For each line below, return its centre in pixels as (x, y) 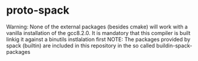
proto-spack (38, 10)
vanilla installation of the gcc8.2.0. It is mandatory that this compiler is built (98, 33)
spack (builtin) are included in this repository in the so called (81, 46)
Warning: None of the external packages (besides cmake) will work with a (97, 27)
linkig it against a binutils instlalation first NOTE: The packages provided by (98, 39)
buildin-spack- (174, 46)
